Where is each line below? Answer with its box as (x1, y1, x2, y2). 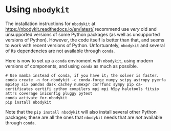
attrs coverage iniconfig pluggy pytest (5, 91, 93, 96)
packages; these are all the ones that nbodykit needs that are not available (5, 114, 163, 120)
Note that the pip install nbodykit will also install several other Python (5, 108, 157, 115)
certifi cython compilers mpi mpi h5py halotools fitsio (35, 86, 159, 92)
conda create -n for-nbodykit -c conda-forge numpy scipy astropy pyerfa (5, 77, 166, 82)
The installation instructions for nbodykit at (5, 20, 96, 27)
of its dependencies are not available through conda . (5, 48, 115, 54)
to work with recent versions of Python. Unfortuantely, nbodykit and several (5, 42, 165, 48)
